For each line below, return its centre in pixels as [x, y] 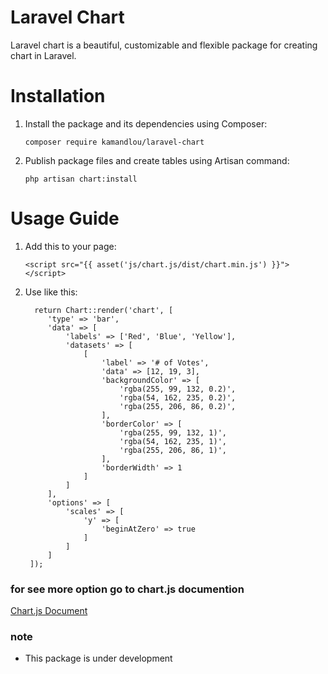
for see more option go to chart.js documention [127, 589]
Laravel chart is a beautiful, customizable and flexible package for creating [164, 45]
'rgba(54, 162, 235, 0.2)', [178, 397]
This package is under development [98, 658]
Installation [58, 96]
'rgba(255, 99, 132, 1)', [173, 432]
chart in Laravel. [43, 55]
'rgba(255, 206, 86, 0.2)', [178, 406]
